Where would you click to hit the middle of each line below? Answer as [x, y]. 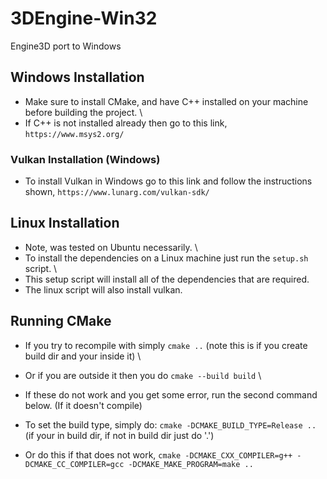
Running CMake [61, 321]
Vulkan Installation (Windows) [85, 159]
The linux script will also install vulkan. [103, 289]
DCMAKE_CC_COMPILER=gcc [74, 464]
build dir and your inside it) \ [83, 356]
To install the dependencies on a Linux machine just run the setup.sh [166, 258]
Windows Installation [77, 77]
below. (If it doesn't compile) [83, 405]
